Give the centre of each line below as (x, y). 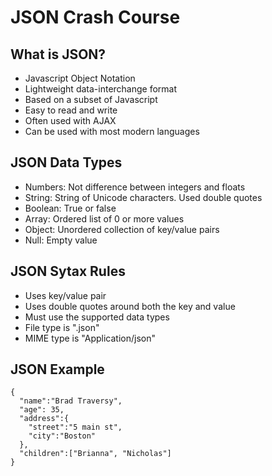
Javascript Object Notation (80, 78)
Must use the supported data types (97, 317)
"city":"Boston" (62, 436)
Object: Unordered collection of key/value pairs (122, 229)
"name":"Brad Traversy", (71, 401)
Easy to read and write (71, 110)
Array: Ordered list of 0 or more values (104, 218)
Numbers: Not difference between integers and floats (135, 187)
